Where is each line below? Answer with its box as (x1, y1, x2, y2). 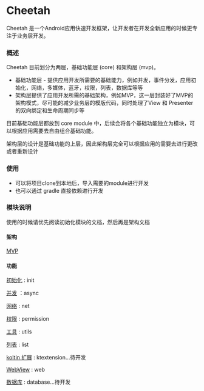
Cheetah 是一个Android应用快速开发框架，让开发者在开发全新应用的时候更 (6, 24, 192, 32)
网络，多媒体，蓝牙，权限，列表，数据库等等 (31, 84, 143, 92)
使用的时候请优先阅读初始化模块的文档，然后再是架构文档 (6, 218, 150, 226)
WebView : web (6, 366, 46, 373)
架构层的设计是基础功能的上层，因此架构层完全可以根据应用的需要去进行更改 (6, 140, 198, 147)
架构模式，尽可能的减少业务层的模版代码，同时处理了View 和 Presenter (15, 99, 193, 107)
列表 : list (6, 341, 29, 349)
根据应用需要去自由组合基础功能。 (11, 127, 97, 135)
